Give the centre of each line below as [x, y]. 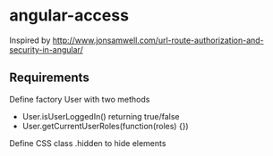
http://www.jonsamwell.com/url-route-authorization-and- [158, 40]
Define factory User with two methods [80, 99]
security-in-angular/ [46, 49]
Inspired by [30, 40]
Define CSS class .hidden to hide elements [88, 143]
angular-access [69, 16]
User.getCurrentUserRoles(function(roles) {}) [106, 126]
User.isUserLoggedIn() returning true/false [101, 116]
